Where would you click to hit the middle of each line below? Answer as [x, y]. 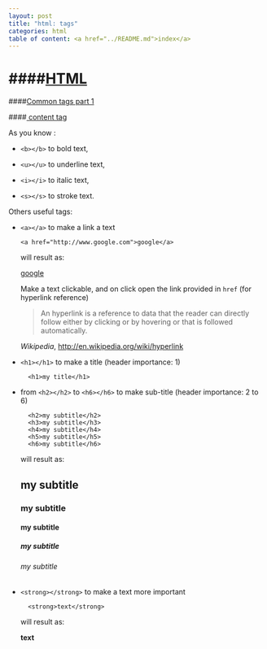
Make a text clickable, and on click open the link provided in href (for [136, 289]
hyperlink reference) [55, 298]
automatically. [64, 331]
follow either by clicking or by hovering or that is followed [137, 322]
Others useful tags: [41, 211]
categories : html [38, 31]
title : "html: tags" [44, 24]
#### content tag [38, 117]
